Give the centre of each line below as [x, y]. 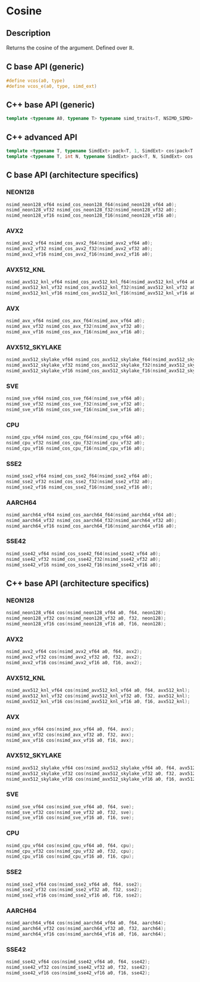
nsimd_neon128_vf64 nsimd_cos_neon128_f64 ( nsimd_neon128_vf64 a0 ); [92, 204]
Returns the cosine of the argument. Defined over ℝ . [70, 48]
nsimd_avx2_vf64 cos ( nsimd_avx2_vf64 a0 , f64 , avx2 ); [74, 652]
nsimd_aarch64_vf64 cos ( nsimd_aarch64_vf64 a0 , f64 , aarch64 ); [86, 923]
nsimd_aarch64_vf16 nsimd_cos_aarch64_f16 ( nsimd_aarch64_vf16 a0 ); [92, 526]
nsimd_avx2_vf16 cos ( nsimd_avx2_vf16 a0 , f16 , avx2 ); [74, 662]
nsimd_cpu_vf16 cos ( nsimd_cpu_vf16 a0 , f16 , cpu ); [70, 857]
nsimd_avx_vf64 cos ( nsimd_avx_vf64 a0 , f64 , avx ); [70, 729]
